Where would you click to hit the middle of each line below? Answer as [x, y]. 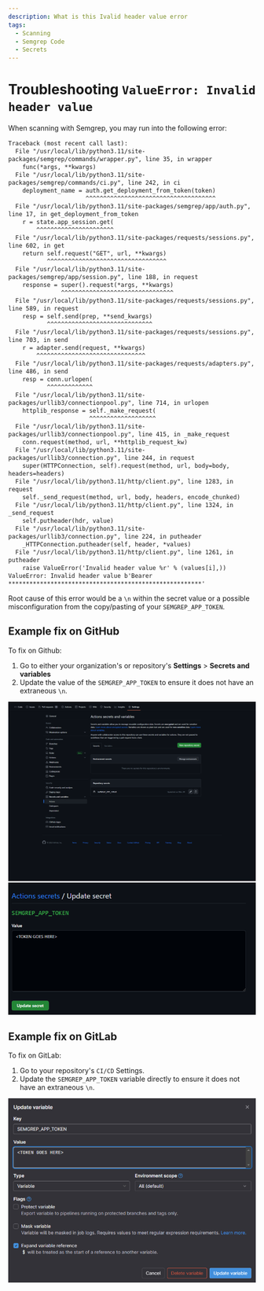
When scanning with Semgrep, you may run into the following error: [118, 128]
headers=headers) [37, 474]
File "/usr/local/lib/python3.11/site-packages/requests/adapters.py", [135, 364]
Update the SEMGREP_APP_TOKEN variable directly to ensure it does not [130, 1079]
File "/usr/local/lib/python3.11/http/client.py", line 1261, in [125, 553]
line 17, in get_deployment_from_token [73, 215]
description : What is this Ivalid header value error [98, 17]
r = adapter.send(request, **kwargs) [84, 348]
